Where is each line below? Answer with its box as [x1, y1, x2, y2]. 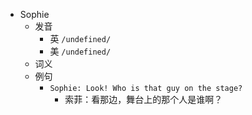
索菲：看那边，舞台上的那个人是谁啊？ [64, 94, 223, 105]
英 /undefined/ [49, 33, 112, 44]
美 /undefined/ [49, 45, 112, 57]
